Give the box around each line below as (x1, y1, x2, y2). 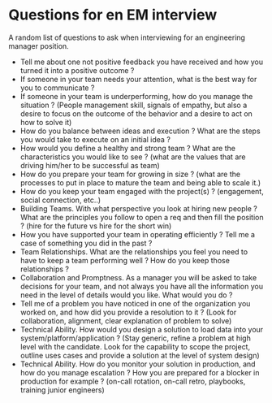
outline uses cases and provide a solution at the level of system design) (19, 350, 260, 360)
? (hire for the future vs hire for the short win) (19, 221, 172, 231)
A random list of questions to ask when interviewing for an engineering (8, 32, 246, 42)
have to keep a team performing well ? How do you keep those (19, 255, 230, 265)
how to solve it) (19, 117, 72, 127)
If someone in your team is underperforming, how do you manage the (19, 91, 253, 101)
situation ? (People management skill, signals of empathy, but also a (19, 100, 248, 110)
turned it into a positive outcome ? (19, 65, 135, 75)
